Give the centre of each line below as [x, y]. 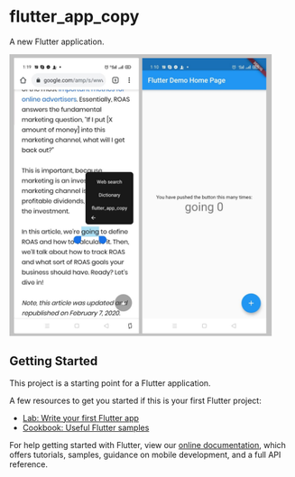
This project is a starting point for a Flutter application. [110, 383]
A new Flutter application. [57, 41]
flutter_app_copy [74, 17]
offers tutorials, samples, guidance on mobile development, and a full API [145, 454]
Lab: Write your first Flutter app [81, 417]
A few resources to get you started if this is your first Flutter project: [135, 400]
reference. [28, 464]
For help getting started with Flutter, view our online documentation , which [148, 445]
